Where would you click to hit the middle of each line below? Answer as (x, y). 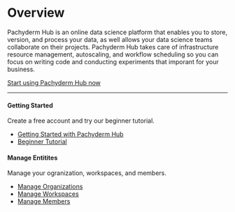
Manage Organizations (50, 187)
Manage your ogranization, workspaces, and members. (87, 173)
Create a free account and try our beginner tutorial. (81, 121)
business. (21, 69)
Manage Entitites (33, 158)
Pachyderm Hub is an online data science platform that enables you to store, (117, 32)
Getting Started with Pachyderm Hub (70, 135)
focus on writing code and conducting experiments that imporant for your (113, 61)
